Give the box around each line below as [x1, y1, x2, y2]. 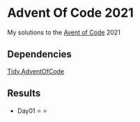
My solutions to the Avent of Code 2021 [7, 28, 120, 36]
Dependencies [7, 48, 72, 60]
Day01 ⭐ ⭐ [17, 107, 47, 115]
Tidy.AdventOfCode [7, 67, 65, 75]
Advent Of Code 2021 [7, 5, 134, 21]
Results [7, 88, 41, 100]
